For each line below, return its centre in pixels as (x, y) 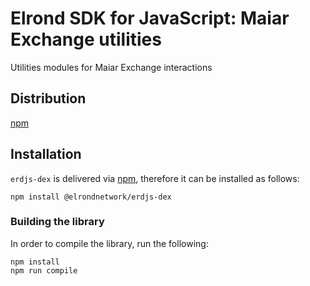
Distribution (48, 98)
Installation (46, 154)
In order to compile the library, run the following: (109, 243)
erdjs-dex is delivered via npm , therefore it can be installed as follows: (155, 178)
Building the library (57, 222)
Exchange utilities (86, 39)
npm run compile (44, 270)
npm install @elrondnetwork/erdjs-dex (91, 197)
